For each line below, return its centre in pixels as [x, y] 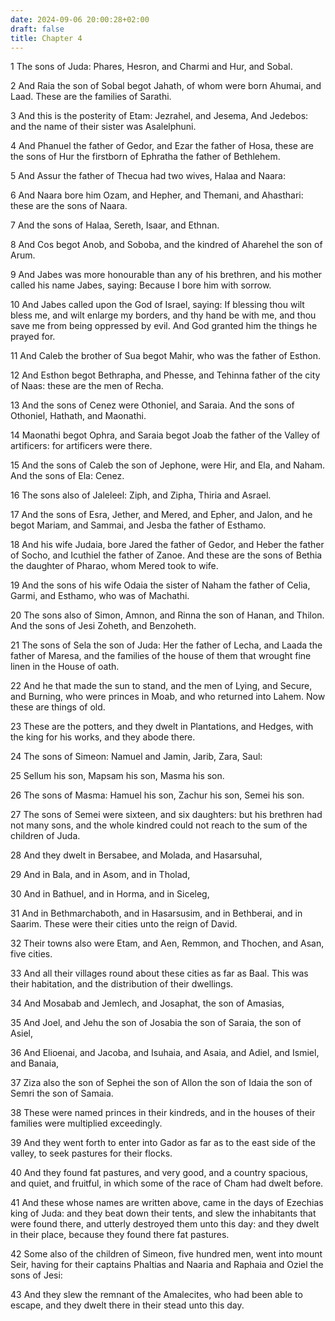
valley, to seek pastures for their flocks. [91, 1153]
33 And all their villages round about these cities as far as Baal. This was [159, 973]
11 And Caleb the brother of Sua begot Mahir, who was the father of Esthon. [166, 356]
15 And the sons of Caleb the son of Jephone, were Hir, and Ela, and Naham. [168, 465]
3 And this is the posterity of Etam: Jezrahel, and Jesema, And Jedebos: [159, 116]
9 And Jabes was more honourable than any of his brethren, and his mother [166, 275]
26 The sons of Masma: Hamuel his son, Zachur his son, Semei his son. [157, 795]
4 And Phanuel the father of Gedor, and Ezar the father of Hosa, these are [162, 146]
